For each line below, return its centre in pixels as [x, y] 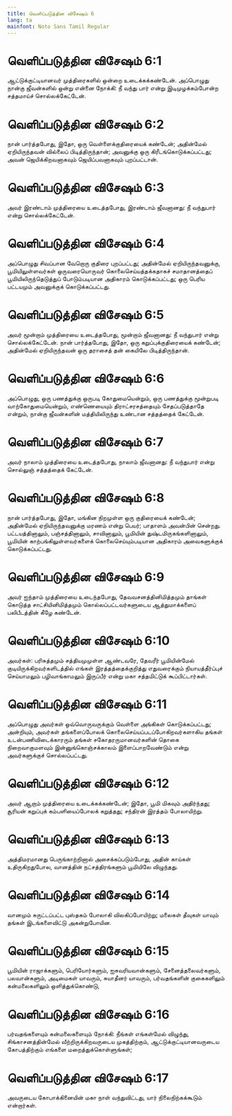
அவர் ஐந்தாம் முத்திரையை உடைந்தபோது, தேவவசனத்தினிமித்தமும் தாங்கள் [107, 597]
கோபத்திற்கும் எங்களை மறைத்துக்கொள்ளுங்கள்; [70, 1050]
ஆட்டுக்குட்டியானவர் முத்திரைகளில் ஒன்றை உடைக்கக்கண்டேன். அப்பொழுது [108, 80]
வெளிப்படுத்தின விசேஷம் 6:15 [88, 951]
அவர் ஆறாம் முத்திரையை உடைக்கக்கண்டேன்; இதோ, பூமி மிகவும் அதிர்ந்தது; [109, 803]
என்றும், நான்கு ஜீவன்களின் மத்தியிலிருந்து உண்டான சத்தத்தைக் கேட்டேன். [106, 414]
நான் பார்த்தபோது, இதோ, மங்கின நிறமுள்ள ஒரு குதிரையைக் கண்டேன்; [101, 517]
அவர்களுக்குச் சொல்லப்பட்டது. [48, 755]
